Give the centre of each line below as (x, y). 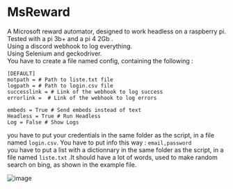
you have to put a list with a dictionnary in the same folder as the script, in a (115, 149)
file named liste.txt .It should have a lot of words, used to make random (112, 157)
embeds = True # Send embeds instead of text (74, 110)
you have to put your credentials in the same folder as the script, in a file (111, 135)
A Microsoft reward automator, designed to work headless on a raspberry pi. (117, 31)
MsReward (39, 12)
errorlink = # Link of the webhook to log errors (82, 98)
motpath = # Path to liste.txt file (60, 80)
